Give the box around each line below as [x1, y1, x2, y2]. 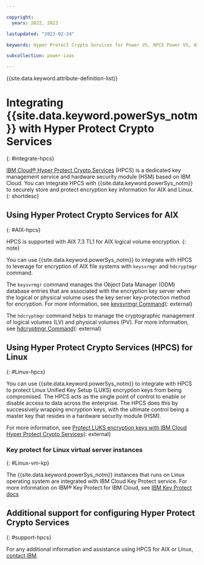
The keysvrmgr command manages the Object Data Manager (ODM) [6, 281, 175, 288]
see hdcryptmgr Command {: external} [6, 324, 102, 332]
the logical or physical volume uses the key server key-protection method [6, 293, 190, 301]
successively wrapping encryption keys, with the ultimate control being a [6, 405, 189, 413]
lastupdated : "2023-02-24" [6, 31, 75, 37]
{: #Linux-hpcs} [6, 368, 46, 375]
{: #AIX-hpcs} [6, 226, 41, 233]
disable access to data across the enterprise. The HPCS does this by [6, 399, 178, 406]
